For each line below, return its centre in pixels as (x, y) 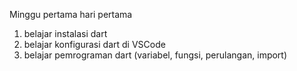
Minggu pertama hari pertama (71, 14)
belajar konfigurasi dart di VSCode (94, 44)
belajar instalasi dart (65, 33)
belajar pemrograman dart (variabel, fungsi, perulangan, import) (155, 55)
